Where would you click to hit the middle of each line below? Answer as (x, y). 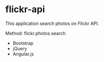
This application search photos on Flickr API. (52, 23)
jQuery (20, 48)
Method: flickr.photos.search (36, 33)
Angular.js (23, 54)
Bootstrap (23, 43)
